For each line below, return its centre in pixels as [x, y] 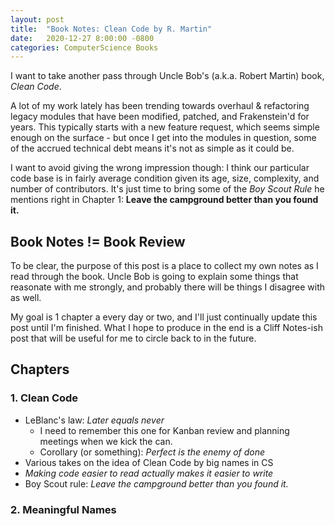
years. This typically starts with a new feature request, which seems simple [165, 127]
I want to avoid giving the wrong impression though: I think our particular [160, 168]
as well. [26, 298]
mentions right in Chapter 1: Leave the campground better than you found [164, 200]
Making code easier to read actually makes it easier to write [149, 473]
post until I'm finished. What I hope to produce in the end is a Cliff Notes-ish [166, 328]
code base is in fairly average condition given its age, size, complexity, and [165, 178]
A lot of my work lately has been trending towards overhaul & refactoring [160, 106]
